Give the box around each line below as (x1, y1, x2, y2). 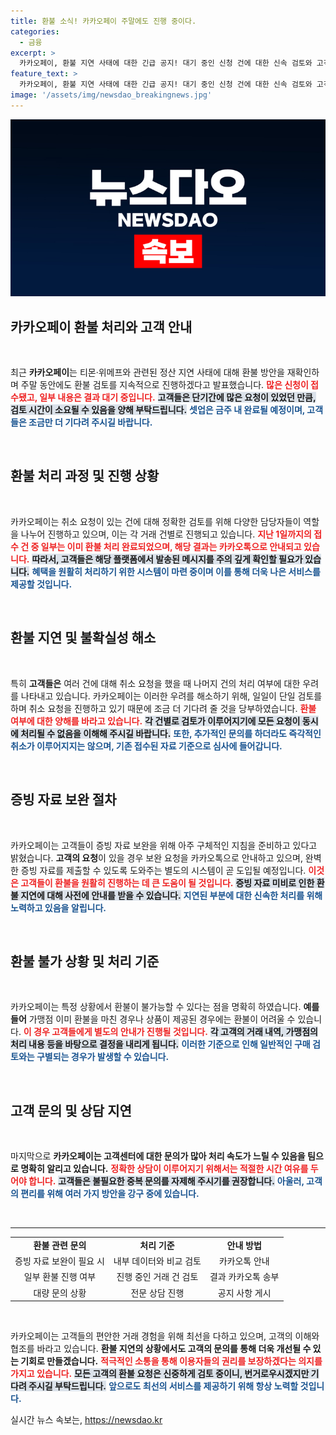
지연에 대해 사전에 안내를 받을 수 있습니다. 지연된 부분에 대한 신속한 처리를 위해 (20, 889, 323, 901)
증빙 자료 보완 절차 (10, 791, 117, 809)
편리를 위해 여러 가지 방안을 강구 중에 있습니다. (20, 1188, 200, 1200)
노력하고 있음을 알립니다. (10, 901, 107, 914)
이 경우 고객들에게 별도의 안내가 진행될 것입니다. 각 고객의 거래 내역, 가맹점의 (23, 1026, 318, 1038)
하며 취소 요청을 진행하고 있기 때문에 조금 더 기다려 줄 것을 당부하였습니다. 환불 (10, 702, 317, 714)
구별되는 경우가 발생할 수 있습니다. (36, 1051, 170, 1063)
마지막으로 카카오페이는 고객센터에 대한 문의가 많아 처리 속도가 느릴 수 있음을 (10, 1150, 306, 1162)
